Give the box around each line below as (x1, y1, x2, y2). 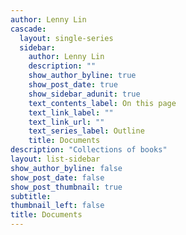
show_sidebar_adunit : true (28, 89, 141, 99)
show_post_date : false (10, 172, 105, 183)
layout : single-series (19, 33, 114, 43)
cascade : (10, 24, 47, 34)
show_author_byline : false (10, 163, 123, 173)
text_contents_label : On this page (28, 98, 177, 108)
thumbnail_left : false (10, 201, 105, 211)
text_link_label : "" (28, 107, 114, 118)
